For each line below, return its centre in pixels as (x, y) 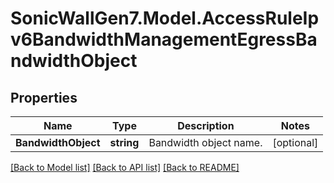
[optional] (295, 142)
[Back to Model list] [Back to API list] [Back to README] (125, 167)
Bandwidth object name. (205, 142)
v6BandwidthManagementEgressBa (164, 39)
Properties (44, 97)
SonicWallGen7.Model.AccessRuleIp (165, 18)
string (124, 142)
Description (206, 125)
